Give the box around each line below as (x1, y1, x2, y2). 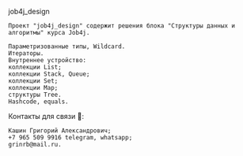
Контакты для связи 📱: (8, 112, 85, 121)
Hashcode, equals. (8, 98, 69, 106)
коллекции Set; (8, 77, 59, 85)
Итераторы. (8, 50, 44, 58)
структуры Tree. (8, 91, 62, 98)
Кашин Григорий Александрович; (8, 127, 112, 135)
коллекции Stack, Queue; (8, 70, 90, 78)
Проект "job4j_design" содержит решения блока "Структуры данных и (8, 22, 236, 30)
